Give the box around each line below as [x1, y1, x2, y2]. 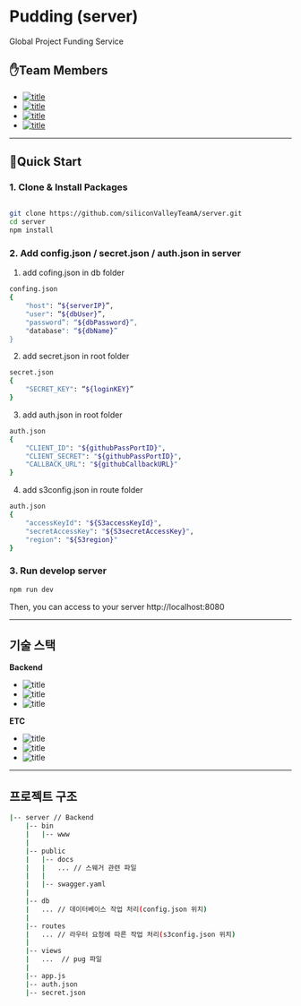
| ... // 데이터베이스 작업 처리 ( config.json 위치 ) [25, 905, 208, 914]
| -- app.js [25, 971, 66, 980]
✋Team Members [9, 63, 108, 78]
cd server [9, 218, 47, 227]
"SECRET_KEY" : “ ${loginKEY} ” [25, 385, 134, 394]
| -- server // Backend [9, 813, 94, 822]
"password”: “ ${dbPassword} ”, [25, 318, 139, 327]
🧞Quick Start [9, 154, 82, 169]
